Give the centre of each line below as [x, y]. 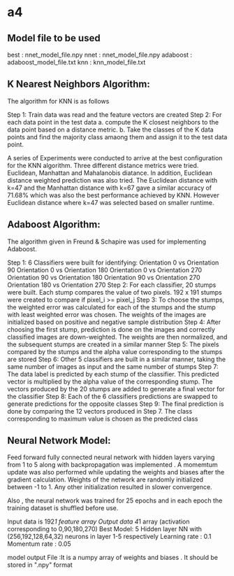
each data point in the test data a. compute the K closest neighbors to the [113, 122]
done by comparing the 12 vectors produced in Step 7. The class [100, 411]
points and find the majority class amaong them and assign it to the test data [117, 136]
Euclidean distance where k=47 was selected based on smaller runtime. [111, 202]
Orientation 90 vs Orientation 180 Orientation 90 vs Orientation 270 [104, 277]
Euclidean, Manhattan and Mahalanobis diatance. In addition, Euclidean [110, 173]
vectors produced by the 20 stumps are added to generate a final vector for [116, 388]
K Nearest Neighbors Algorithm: [79, 84]
